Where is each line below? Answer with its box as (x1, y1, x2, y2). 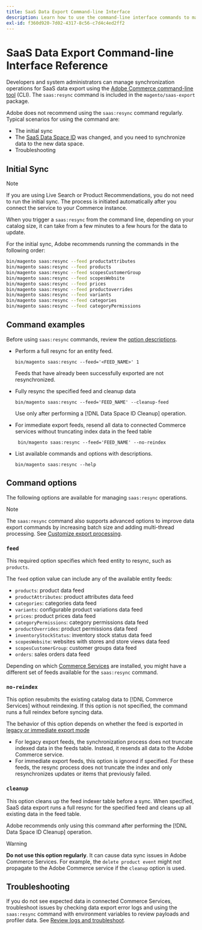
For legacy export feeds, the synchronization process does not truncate (14, 738, 193, 745)
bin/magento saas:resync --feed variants (6, 292, 112, 298)
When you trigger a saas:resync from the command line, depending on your (6, 216, 194, 223)
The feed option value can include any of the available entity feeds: (6, 575, 173, 582)
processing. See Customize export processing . (6, 530, 123, 537)
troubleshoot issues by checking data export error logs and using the (6, 904, 177, 911)
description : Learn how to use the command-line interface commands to (6, 14, 189, 20)
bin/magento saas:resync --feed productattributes (6, 259, 136, 265)
